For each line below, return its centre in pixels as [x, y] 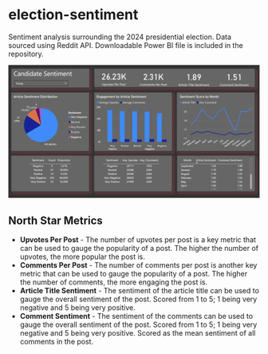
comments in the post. [57, 342]
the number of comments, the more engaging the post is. [114, 282]
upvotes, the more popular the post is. [83, 257]
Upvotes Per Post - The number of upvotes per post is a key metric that [138, 240]
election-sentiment [73, 15]
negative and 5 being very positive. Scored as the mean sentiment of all [138, 333]
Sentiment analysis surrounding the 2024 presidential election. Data [120, 37]
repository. [26, 54]
